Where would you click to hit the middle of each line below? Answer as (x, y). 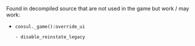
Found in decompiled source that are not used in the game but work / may (98, 9)
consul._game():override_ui (50, 27)
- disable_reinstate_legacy (50, 37)
